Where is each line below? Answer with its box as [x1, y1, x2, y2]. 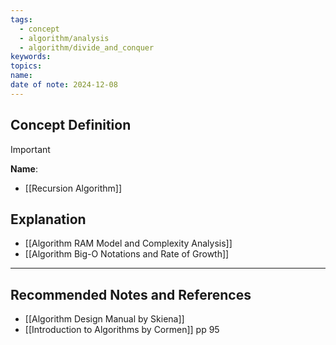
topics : [10, 61, 43, 71]
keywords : [10, 52, 52, 62]
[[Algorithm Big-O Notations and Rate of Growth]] [24, 248, 230, 260]
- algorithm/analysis [19, 33, 110, 43]
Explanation [10, 211, 87, 228]
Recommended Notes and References [10, 286, 252, 303]
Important [10, 143, 51, 155]
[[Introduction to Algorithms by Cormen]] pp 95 [24, 324, 220, 336]
